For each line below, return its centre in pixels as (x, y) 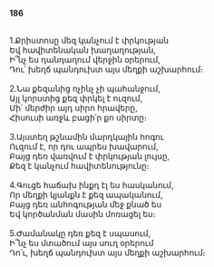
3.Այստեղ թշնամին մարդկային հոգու (87, 137)
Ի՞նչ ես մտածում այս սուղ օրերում (82, 243)
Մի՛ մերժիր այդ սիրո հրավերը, (73, 108)
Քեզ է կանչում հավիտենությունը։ (79, 166)
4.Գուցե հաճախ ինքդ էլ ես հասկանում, (92, 185)
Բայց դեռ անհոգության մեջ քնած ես (86, 204)
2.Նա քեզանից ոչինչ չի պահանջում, (85, 89)
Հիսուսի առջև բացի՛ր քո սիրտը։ (78, 118)
